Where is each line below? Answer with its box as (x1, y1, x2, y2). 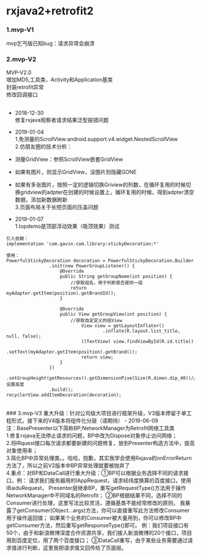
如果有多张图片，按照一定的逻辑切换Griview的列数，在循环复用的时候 (14, 181, 186, 188)
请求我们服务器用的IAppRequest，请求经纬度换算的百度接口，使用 (28, 477, 191, 484)
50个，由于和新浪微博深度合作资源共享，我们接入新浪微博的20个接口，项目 (6, 529, 193, 536)
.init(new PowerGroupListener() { (48, 263, 135, 269)
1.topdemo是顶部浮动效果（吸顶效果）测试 (14, 223, 120, 230)
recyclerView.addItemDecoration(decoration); (6, 392, 121, 398)
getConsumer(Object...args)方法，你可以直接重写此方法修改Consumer (16, 507, 190, 514)
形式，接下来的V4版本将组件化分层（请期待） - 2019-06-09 (11, 417, 159, 424)
